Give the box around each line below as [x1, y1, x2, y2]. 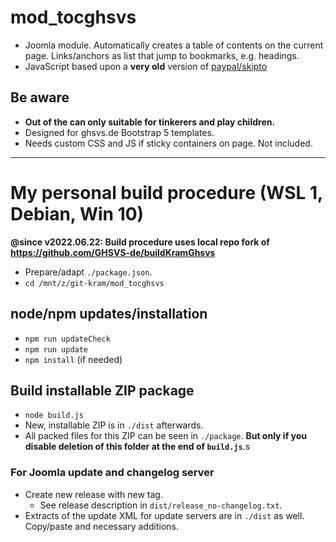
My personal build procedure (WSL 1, [10, 181, 323, 204]
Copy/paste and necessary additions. [24, 520, 179, 532]
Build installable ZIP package [10, 382, 195, 399]
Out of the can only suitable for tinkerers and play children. [24, 116, 276, 128]
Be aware [10, 89, 70, 106]
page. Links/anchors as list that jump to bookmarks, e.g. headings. [24, 49, 300, 61]
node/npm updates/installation [10, 306, 208, 323]
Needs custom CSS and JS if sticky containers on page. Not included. [24, 137, 313, 149]
